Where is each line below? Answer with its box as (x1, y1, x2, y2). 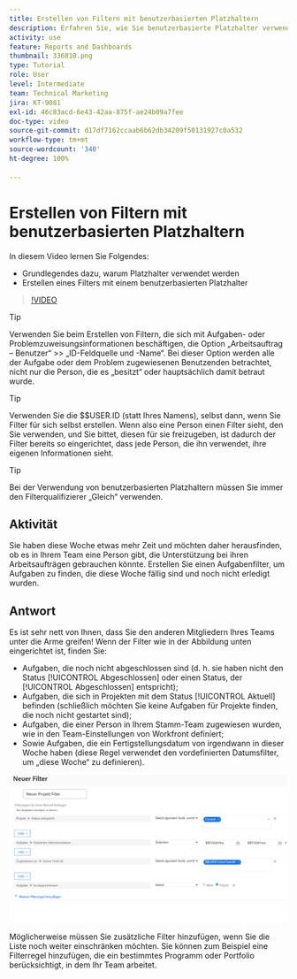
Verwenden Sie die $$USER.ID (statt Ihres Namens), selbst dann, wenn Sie (9, 409, 281, 420)
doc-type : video (9, 117, 69, 126)
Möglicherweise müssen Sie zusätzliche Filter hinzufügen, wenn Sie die (9, 931, 270, 942)
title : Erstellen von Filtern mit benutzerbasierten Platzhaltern (9, 14, 259, 23)
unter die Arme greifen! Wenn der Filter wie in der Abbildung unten (9, 637, 252, 647)
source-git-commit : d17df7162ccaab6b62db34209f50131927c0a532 (9, 126, 243, 135)
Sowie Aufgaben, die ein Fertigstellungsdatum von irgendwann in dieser (21, 738, 285, 749)
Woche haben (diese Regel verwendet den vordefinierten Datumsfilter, (21, 747, 279, 758)
